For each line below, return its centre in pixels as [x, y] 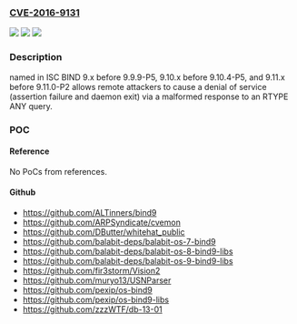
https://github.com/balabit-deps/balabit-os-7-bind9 [119, 241]
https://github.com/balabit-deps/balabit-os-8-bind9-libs [128, 251]
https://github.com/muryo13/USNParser [97, 280]
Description [36, 57]
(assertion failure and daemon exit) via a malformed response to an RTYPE [149, 96]
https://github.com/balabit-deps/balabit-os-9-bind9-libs [128, 260]
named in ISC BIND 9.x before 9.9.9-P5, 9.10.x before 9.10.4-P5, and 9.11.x [148, 77]
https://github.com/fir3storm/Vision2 [91, 270]
